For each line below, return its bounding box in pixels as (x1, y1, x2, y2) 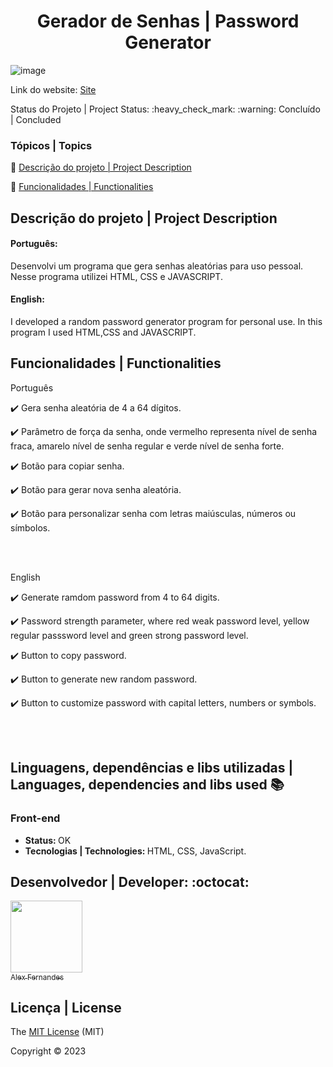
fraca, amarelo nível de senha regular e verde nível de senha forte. (10, 440, 285, 452)
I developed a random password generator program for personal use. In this (10, 316, 323, 328)
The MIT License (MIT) (10, 1026, 105, 1038)
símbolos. (10, 521, 51, 534)
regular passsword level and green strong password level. (10, 629, 249, 641)
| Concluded (10, 113, 62, 125)
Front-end (10, 811, 61, 825)
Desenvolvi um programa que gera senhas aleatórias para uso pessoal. (10, 260, 304, 272)
